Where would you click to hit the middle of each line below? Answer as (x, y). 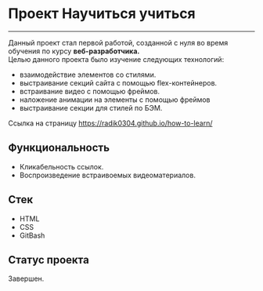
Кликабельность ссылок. (61, 166)
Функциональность (59, 148)
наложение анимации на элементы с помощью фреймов (115, 100)
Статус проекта (49, 260)
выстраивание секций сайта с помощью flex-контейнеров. (118, 82)
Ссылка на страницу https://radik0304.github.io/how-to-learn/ (110, 123)
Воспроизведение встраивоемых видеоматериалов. (107, 175)
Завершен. (26, 278)
